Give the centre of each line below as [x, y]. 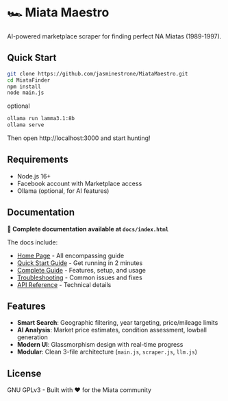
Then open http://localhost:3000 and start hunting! [79, 138]
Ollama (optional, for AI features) [63, 191]
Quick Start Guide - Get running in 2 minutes [80, 263]
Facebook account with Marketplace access [79, 183]
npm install [24, 87]
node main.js [26, 93]
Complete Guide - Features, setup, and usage [81, 270]
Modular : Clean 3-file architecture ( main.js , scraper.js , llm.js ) [107, 352]
